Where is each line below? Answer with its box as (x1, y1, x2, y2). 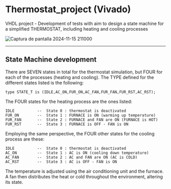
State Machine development (5, 55, 97, 64)
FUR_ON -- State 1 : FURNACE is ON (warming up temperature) (5, 113, 156, 118)
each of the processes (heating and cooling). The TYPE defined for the (5, 74, 154, 80)
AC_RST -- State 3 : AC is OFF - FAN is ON (5, 159, 117, 164)
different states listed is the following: (5, 79, 84, 86)
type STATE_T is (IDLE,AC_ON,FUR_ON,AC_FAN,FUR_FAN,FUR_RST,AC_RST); (5, 89, 156, 95)
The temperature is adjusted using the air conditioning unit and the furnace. (5, 168, 164, 174)
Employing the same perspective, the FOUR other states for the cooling (5, 130, 155, 137)
